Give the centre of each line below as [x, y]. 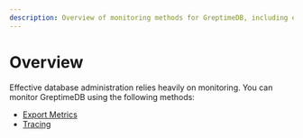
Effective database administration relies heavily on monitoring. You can [141, 87]
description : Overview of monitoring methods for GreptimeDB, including [149, 18]
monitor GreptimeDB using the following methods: [102, 97]
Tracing [37, 124]
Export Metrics [50, 115]
